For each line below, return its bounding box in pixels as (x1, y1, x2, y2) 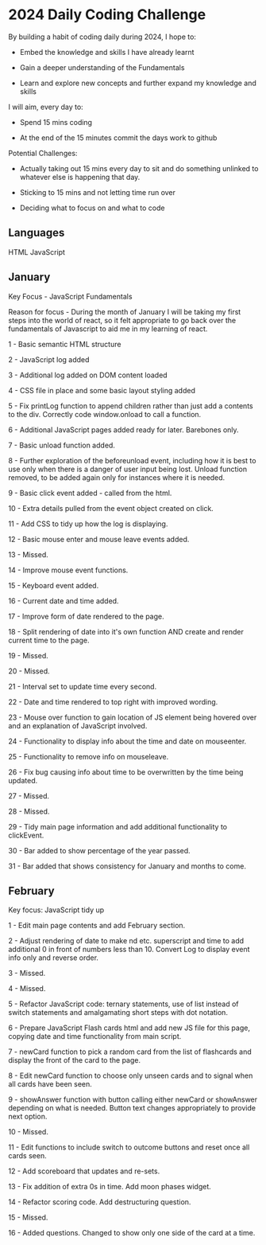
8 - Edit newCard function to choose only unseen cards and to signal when (8, 1071, 253, 1080)
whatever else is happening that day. (19, 172, 141, 181)
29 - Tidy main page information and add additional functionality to (8, 822, 228, 831)
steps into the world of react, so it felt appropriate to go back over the (8, 315, 237, 325)
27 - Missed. (8, 790, 50, 801)
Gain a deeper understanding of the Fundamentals (19, 62, 185, 72)
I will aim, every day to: (8, 102, 83, 111)
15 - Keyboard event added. (8, 580, 99, 590)
